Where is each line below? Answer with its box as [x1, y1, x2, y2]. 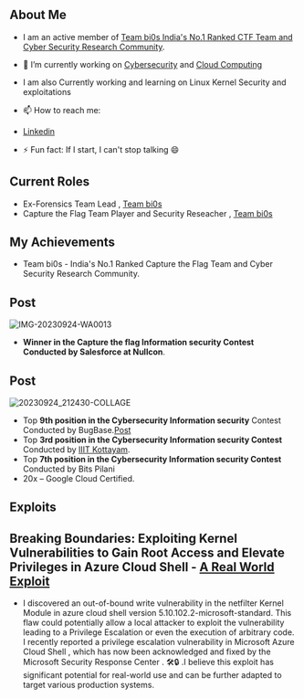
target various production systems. [22, 680, 155, 691]
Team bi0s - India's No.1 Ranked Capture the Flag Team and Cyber [22, 259, 274, 270]
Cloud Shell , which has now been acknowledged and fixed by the [22, 646, 271, 657]
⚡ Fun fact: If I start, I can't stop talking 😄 [22, 143, 180, 154]
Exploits [9, 500, 57, 515]
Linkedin [22, 125, 56, 136]
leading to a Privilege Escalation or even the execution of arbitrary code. [22, 627, 295, 638]
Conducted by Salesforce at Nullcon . [22, 346, 166, 357]
